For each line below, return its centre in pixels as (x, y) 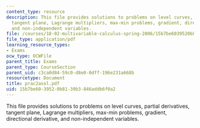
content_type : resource (36, 12)
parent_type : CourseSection (41, 67)
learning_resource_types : (38, 45)
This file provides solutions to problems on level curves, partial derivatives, (98, 106)
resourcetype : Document (36, 78)
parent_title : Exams (32, 61)
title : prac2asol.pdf (33, 84)
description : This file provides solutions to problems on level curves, (100, 17)
